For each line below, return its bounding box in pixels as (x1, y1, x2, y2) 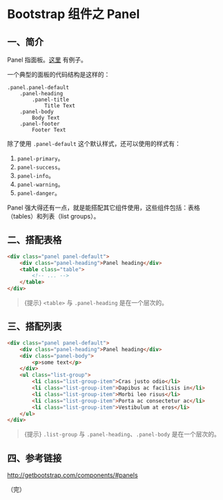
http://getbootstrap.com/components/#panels (7, 471, 138, 479)
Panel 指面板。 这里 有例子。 (7, 56, 88, 64)
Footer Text (32, 127, 67, 133)
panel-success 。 (17, 163, 64, 171)
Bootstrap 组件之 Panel (7, 6, 140, 22)
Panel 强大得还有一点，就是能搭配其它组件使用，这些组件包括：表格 (7, 203, 200, 212)
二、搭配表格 (7, 234, 62, 246)
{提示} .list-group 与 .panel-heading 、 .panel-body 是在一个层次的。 (23, 430, 221, 438)
